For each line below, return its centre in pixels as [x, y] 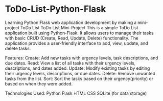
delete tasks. [18, 48]
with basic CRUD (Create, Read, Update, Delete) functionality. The [72, 38]
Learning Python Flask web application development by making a [71, 22]
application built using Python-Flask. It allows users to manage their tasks [79, 33]
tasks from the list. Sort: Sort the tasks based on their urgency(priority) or [79, 79]
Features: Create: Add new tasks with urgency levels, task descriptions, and [81, 58]
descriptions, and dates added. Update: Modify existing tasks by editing [78, 68]
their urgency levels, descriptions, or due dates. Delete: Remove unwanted [80, 73]
